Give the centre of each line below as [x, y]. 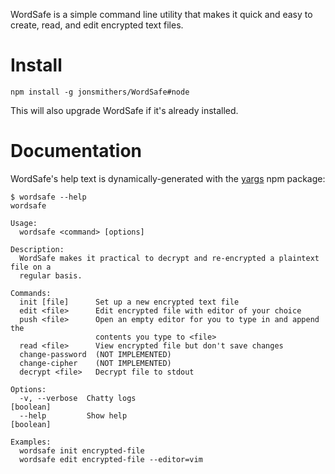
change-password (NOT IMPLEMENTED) [95, 354]
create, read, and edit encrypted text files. [97, 25]
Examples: [31, 442]
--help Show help [73, 415]
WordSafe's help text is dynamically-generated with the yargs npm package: [168, 178]
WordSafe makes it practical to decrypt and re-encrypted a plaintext [169, 258]
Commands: [31, 293]
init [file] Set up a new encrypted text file [129, 302]
